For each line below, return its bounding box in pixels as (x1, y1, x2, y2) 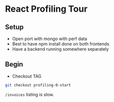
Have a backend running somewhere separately (12, 46, 109, 52)
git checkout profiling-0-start (5, 82, 71, 87)
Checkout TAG (12, 73, 42, 79)
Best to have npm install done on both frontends (12, 41, 110, 47)
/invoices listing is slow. (5, 91, 54, 97)
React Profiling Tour (5, 3, 88, 15)
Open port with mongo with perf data (12, 36, 87, 41)
